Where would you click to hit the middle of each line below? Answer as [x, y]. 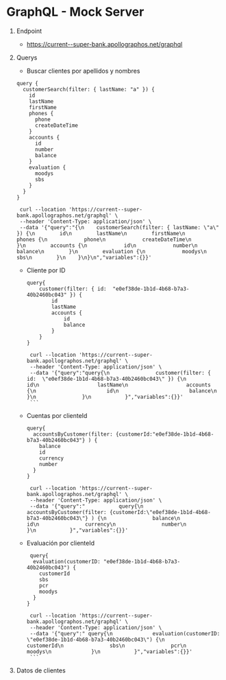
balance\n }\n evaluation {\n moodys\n [111, 251]
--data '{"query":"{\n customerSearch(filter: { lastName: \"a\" [120, 227]
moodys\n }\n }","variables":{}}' [110, 652]
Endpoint [29, 31]
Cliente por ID [46, 270]
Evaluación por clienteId [61, 543]
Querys [27, 57]
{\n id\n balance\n [122, 391]
